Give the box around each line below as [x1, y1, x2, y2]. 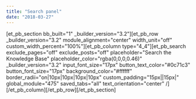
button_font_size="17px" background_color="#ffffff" [6, 67, 133, 74]
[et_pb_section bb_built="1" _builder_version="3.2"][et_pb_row [6, 30, 159, 37]
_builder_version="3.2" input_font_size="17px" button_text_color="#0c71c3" [6, 61, 191, 68]
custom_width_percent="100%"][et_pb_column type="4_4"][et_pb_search [6, 42, 187, 50]
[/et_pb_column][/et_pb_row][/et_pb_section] [6, 86, 116, 93]
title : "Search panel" [6, 8, 62, 15]
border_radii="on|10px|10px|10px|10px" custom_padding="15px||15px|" [6, 74, 179, 81]
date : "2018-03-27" [6, 14, 54, 20]
